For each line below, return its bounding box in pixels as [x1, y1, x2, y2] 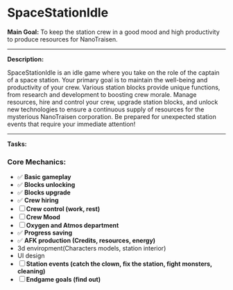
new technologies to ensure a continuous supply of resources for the [7, 105, 205, 114]
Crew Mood [26, 213, 60, 221]
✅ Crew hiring [17, 196, 59, 205]
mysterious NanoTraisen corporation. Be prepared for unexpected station [7, 112, 216, 120]
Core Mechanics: [7, 157, 67, 167]
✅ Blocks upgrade [17, 188, 71, 197]
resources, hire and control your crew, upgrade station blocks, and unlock [7, 98, 218, 106]
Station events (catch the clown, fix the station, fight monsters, [26, 260, 213, 268]
